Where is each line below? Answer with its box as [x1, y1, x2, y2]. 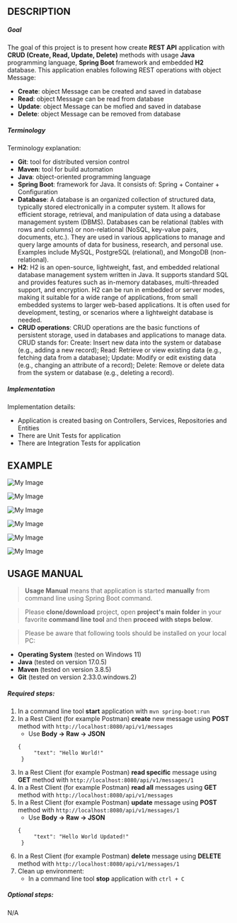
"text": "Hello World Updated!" [33, 833, 129, 840]
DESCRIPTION [7, 6, 71, 18]
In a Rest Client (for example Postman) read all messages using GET [17, 783, 217, 791]
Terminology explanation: [7, 144, 81, 152]
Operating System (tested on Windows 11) [17, 650, 141, 659]
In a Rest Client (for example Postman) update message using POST [17, 798, 217, 807]
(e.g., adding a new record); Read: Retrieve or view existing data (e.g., [17, 346, 221, 354]
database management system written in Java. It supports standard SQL [17, 271, 229, 279]
